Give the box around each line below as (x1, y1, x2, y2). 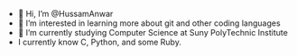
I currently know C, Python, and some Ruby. (17, 36, 182, 47)
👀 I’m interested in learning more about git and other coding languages (17, 18, 282, 28)
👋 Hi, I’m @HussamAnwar (17, 9, 114, 19)
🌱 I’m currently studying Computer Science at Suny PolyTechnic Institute (17, 28, 289, 37)
